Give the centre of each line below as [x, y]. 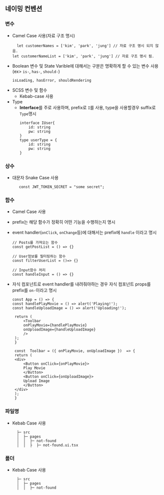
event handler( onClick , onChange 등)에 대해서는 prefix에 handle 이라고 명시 [84, 233]
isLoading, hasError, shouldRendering [52, 80]
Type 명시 [28, 114]
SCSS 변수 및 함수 [30, 90]
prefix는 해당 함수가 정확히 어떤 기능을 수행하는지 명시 [64, 222]
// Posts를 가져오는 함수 [35, 243]
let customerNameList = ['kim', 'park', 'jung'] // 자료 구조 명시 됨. [83, 56]
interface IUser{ [37, 123]
